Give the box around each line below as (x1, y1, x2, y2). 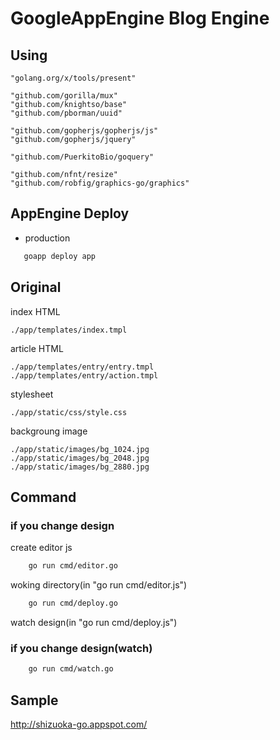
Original (10, 279, 62, 296)
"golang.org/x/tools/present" (10, 73, 137, 83)
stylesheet (10, 388, 54, 400)
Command (10, 488, 77, 506)
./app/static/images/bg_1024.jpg (10, 444, 150, 454)
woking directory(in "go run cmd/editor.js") (10, 579, 188, 591)
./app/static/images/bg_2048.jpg (10, 453, 150, 463)
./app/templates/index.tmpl (10, 325, 128, 335)
